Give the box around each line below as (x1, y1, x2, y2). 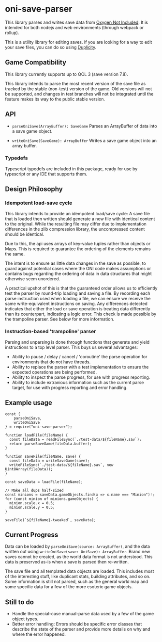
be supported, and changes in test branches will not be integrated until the (5, 91, 154, 96)
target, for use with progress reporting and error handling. (12, 385, 128, 390)
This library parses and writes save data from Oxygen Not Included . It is (5, 19, 148, 25)
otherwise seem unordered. (5, 275, 60, 282)
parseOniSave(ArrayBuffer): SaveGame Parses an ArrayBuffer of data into (12, 123, 157, 129)
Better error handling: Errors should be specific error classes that (12, 621, 142, 627)
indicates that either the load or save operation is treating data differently (5, 305, 151, 311)
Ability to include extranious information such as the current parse (12, 379, 144, 385)
